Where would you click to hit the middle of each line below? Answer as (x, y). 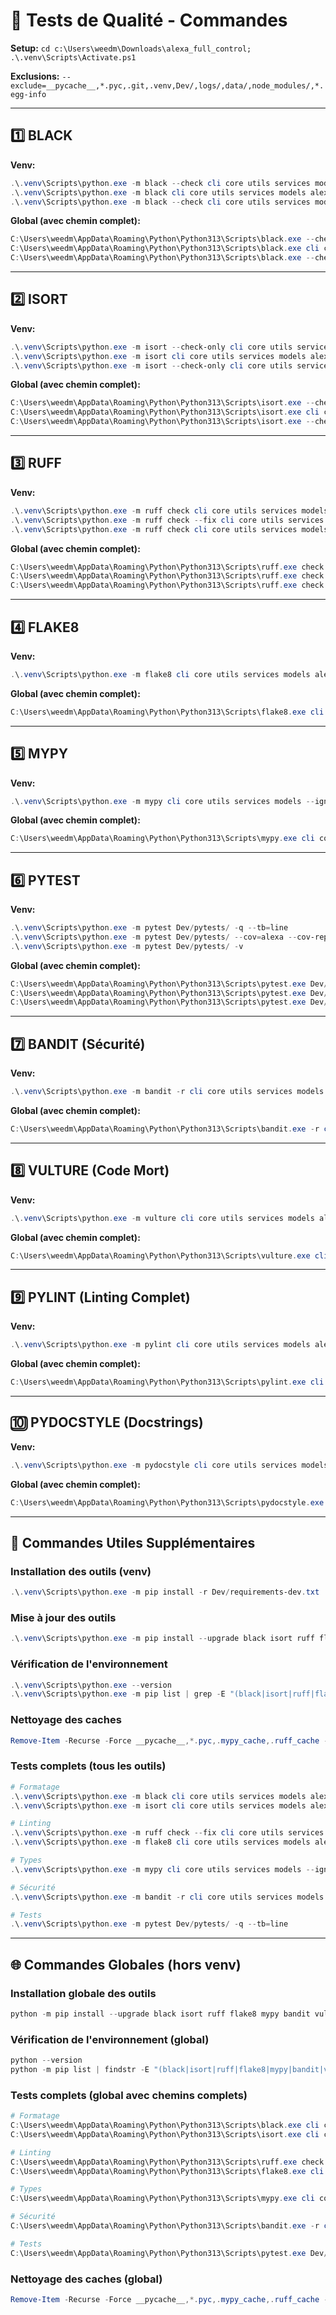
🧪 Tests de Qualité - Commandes (149, 20)
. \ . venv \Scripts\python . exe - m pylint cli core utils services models (160, 1345)
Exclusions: (35, 76)
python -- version (46, 2060)
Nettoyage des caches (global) (86, 2279)
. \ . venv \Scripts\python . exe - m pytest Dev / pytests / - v (127, 946)
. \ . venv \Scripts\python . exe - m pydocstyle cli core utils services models (169, 1465)
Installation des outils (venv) (81, 1571)
